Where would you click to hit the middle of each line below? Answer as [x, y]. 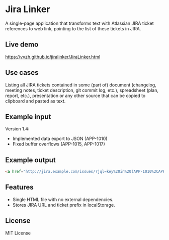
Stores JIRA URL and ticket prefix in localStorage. [64, 205]
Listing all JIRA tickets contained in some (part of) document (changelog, [81, 85]
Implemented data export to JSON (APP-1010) [60, 139]
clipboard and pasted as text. [35, 101]
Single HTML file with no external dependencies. [63, 199]
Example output [31, 160]
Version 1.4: [17, 129]
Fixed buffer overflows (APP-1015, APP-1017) [59, 144]
